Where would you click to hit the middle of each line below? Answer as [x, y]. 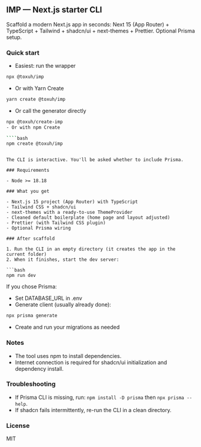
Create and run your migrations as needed [67, 327]
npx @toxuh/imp [25, 77]
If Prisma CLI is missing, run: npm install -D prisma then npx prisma [99, 397]
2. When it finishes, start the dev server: [63, 260]
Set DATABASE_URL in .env [49, 298]
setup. [14, 37]
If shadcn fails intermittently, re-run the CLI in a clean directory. [93, 410]
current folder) [26, 255]
